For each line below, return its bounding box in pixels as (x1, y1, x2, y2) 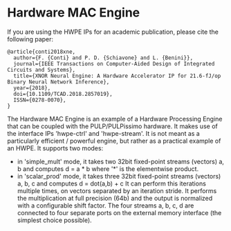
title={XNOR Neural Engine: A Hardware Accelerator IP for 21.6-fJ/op (13, 72, 221, 79)
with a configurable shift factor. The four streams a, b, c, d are (17, 201, 194, 210)
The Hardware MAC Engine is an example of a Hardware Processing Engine (7, 114, 223, 123)
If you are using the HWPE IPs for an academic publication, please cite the (7, 28, 219, 36)
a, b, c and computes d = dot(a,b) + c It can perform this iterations (17, 179, 206, 188)
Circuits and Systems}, (7, 66, 76, 73)
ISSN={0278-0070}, (13, 97, 67, 103)
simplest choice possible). (17, 216, 92, 224)
